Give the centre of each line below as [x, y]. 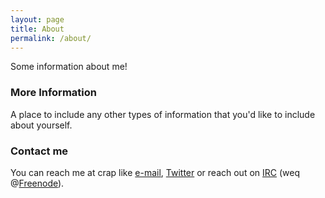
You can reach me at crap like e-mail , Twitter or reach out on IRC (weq [155, 172]
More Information [53, 93]
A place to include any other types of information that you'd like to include [163, 114]
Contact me [39, 151]
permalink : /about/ [51, 38]
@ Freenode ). [37, 183]
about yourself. [41, 125]
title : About [37, 29]
